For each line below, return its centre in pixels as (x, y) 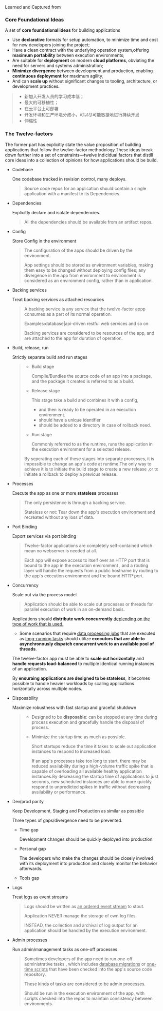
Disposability (25, 698)
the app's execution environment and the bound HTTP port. (84, 576)
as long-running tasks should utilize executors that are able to (82, 638)
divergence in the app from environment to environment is (82, 275)
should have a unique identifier (70, 420)
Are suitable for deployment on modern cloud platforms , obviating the (83, 61)
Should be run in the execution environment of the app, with (84, 993)
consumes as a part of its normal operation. (68, 314)
